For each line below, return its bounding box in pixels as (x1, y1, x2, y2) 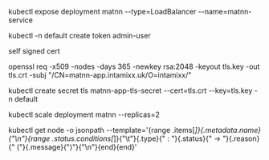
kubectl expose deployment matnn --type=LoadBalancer (8, 7, 197, 16)
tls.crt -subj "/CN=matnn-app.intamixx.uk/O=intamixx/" (8, 70, 192, 79)
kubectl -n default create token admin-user (8, 31, 151, 40)
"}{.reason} (222, 134, 260, 143)
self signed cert (8, 46, 60, 55)
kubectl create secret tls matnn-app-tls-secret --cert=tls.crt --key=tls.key (8, 86, 253, 95)
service (8, 15, 34, 25)
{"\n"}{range (8, 134, 51, 143)
